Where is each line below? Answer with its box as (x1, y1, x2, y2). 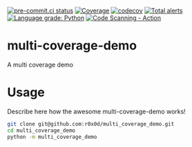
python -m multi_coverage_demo (7, 133, 97, 140)
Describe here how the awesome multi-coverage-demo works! (7, 107, 186, 115)
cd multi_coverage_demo (7, 127, 76, 134)
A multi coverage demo (7, 60, 74, 69)
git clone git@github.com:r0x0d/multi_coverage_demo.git (7, 120, 175, 127)
